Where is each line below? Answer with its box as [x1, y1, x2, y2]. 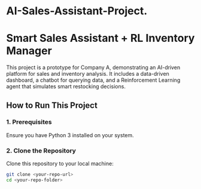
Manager [6, 44, 52, 58]
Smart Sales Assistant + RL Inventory [6, 32, 195, 45]
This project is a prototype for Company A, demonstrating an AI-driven [6, 64, 181, 71]
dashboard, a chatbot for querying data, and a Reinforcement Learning [6, 76, 181, 84]
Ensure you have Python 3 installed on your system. [6, 131, 135, 138]
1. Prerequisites [6, 118, 52, 126]
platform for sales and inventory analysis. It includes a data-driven [6, 70, 169, 78]
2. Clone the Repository [6, 146, 77, 154]
